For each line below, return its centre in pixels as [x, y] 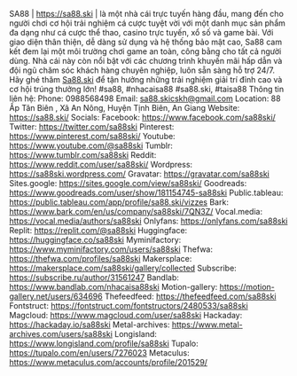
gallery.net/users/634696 [56, 296]
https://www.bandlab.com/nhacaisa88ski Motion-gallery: [113, 287]
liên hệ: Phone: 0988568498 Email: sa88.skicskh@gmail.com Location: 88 [145, 98]
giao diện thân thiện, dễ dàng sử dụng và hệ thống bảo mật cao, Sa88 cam [145, 42]
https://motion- [247, 287]
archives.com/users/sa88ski [61, 334]
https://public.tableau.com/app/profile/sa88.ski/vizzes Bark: [119, 202]
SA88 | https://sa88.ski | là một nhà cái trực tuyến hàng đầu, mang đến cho [146, 14]
